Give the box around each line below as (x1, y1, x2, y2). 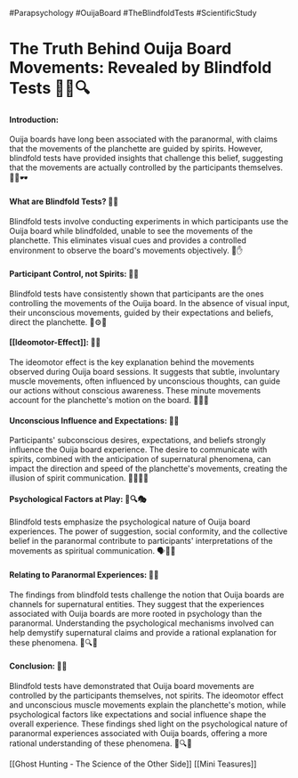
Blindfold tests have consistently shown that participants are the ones (9, 288, 264, 299)
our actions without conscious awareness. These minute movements (9, 385, 261, 395)
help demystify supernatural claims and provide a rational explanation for (9, 627, 278, 637)
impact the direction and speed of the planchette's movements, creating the (9, 463, 288, 474)
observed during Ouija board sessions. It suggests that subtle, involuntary (9, 367, 280, 377)
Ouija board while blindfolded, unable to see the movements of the (9, 225, 254, 236)
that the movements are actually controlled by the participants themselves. (9, 162, 283, 173)
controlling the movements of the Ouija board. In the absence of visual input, (9, 297, 290, 308)
